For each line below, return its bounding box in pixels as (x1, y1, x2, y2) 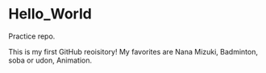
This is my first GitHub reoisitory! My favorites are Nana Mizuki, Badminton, (8, 47, 258, 56)
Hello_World (8, 5, 93, 23)
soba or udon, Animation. (8, 55, 93, 65)
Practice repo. (8, 31, 56, 41)
